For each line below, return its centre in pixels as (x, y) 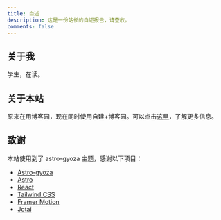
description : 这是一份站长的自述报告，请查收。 (69, 20)
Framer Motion (38, 201)
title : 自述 (23, 14)
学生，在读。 (25, 74)
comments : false (30, 26)
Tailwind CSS (36, 194)
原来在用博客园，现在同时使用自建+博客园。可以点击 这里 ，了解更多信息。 (113, 116)
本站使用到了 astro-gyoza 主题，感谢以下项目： (75, 158)
